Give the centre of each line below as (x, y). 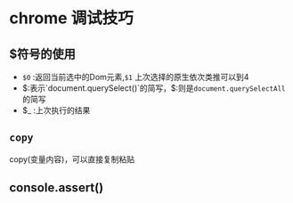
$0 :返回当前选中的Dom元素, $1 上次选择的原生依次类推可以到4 (135, 77)
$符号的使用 (42, 54)
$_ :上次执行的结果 (56, 110)
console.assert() (57, 188)
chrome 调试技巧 (71, 18)
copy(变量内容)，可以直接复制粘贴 (72, 159)
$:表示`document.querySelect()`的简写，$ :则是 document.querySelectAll (154, 88)
